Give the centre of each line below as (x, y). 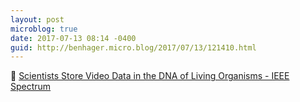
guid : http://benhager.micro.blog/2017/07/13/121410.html (133, 47)
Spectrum (31, 87)
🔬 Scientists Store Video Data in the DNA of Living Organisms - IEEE (150, 76)
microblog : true (44, 29)
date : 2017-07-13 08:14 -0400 (73, 38)
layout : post (37, 19)
